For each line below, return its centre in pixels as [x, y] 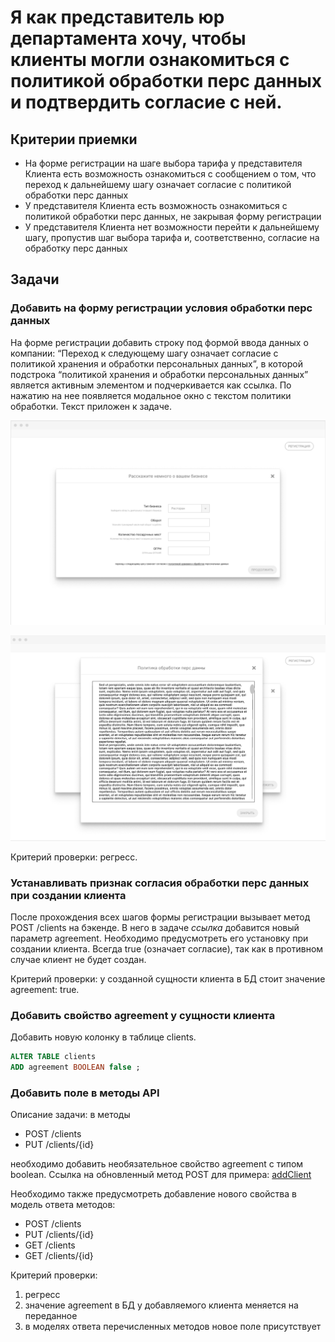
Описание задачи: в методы [70, 1115]
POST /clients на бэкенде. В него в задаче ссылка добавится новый [155, 928]
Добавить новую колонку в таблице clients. [103, 1037]
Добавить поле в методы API [85, 1093]
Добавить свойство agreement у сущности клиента [143, 1015]
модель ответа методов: [63, 1205]
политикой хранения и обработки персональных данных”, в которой [156, 363]
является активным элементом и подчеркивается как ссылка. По [151, 385]
